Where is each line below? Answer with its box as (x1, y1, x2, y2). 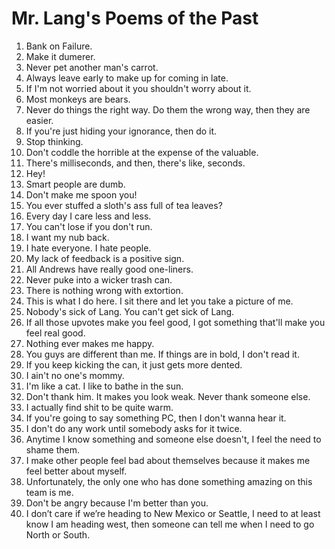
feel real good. (25, 327, 86, 339)
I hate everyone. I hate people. (25, 242, 152, 254)
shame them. (25, 443, 81, 456)
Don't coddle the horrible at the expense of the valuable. (25, 146, 259, 158)
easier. (25, 114, 54, 126)
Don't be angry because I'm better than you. (25, 497, 209, 509)
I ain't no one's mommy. (25, 369, 125, 381)
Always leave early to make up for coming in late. (25, 72, 229, 84)
